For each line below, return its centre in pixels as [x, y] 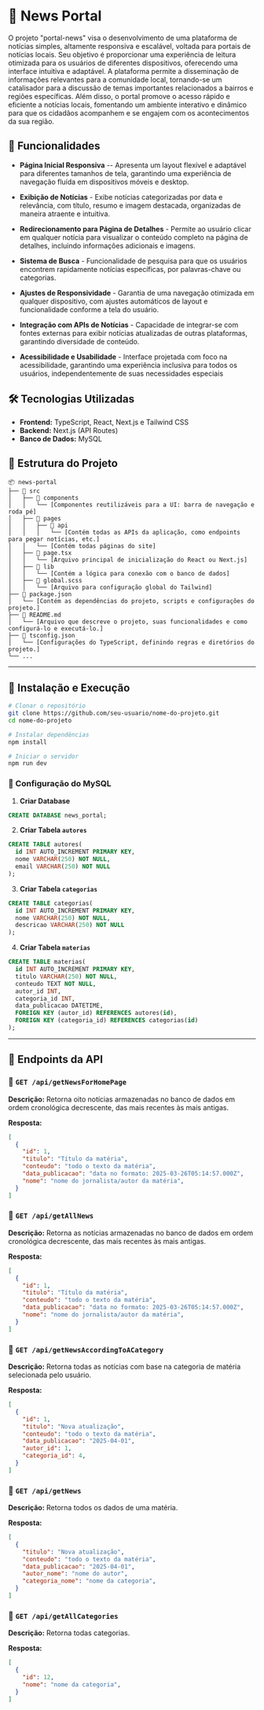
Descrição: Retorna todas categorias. [69, 1633]
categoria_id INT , [46, 998]
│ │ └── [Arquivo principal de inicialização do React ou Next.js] [128, 560]
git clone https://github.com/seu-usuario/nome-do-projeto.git [114, 713]
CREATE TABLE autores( [45, 844]
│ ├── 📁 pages [35, 519]
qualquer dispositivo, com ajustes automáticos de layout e [114, 301]
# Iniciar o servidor [44, 756]
